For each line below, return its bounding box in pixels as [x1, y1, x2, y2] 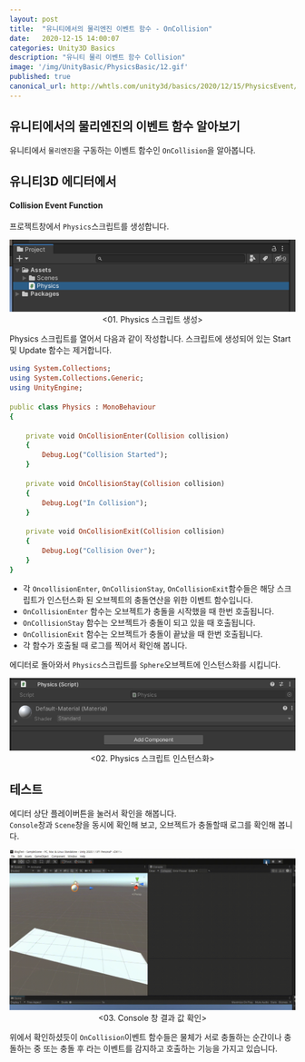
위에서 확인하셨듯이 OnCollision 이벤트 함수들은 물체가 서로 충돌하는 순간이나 [9, 1032, 282, 1043]
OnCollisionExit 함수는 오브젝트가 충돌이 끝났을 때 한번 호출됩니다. [22, 628, 263, 640]
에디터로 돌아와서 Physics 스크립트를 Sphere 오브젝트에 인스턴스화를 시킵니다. [9, 659, 281, 670]
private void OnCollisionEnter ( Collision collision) [25, 432, 230, 441]
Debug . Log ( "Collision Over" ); [42, 546, 156, 556]
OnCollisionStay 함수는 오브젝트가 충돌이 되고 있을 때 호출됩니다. [22, 617, 256, 628]
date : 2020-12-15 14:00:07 [9, 34, 120, 43]
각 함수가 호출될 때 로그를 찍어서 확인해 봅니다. [22, 640, 188, 650]
